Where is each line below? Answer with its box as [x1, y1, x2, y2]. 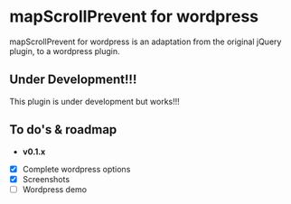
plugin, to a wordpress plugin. [9, 45, 120, 56]
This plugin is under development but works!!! [9, 96, 181, 107]
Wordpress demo [22, 183, 88, 195]
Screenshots [22, 173, 70, 184]
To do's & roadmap [9, 122, 117, 137]
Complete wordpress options [22, 163, 131, 174]
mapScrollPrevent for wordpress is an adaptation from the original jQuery [9, 36, 282, 47]
